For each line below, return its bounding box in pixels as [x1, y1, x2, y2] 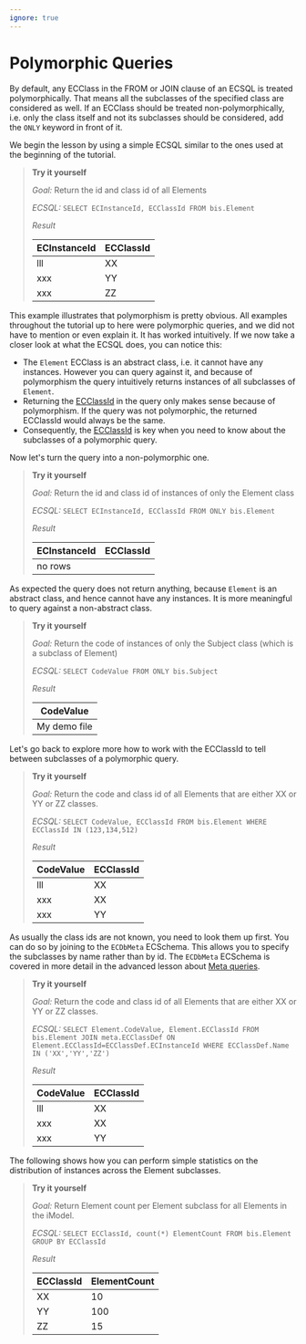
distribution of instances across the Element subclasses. [9, 1164, 221, 1175]
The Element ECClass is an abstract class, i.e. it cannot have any [22, 357, 264, 368]
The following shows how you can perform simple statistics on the [9, 1155, 259, 1166]
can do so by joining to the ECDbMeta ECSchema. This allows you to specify [9, 941, 290, 952]
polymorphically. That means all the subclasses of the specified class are [9, 92, 285, 103]
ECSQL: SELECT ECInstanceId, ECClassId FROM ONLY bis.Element [31, 505, 276, 516]
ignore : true [9, 13, 59, 23]
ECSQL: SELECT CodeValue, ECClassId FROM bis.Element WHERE [31, 816, 267, 827]
